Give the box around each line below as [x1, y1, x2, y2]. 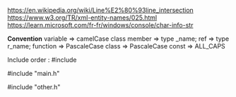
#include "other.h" [7, 83, 61, 91]
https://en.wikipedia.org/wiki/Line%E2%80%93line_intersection [7, 6, 194, 14]
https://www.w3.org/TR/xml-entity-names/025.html [7, 13, 158, 22]
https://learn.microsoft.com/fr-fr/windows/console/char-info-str [7, 21, 194, 29]
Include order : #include [7, 56, 77, 64]
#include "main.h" [7, 70, 60, 77]
